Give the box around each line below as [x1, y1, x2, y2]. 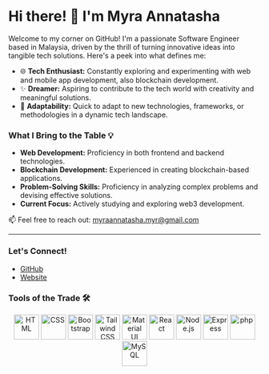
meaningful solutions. [19, 92, 92, 103]
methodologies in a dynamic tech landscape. [19, 110, 168, 119]
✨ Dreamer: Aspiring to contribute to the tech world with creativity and [19, 83, 255, 93]
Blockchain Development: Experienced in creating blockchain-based [19, 165, 250, 175]
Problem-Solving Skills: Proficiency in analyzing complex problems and [19, 182, 259, 191]
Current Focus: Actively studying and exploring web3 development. [19, 199, 245, 209]
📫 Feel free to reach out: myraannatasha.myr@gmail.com [8, 215, 199, 225]
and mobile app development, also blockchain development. [19, 75, 219, 85]
